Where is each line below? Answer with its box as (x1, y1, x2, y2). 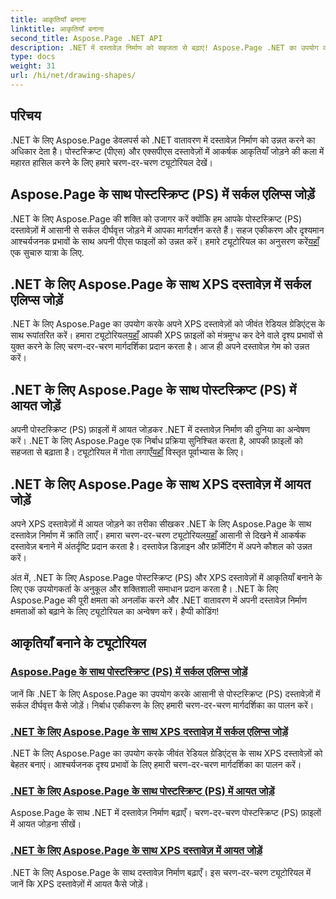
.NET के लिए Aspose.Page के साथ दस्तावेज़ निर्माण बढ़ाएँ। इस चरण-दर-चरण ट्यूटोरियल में (10, 866, 312, 878)
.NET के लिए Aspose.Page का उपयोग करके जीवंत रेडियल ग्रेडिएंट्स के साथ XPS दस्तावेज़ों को (10, 747, 323, 759)
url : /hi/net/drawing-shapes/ (10, 71, 137, 81)
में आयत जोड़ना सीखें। (10, 818, 82, 830)
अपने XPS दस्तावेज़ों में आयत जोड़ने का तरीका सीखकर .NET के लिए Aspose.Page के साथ (10, 517, 312, 530)
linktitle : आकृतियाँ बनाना (10, 24, 105, 34)
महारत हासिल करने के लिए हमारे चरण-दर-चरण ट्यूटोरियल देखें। (10, 156, 214, 168)
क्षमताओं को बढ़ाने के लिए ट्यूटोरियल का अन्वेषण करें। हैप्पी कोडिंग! (10, 605, 220, 617)
